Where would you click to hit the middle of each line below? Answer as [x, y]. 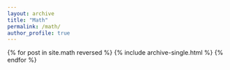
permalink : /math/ [34, 26]
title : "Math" [28, 20]
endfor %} [22, 60]
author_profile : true [39, 33]
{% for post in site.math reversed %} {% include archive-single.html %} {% [115, 53]
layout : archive [31, 14]
